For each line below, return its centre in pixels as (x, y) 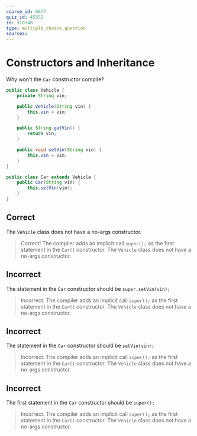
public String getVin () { (49, 128)
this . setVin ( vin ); (50, 188)
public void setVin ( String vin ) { (59, 150)
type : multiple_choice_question (46, 28)
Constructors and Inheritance (80, 63)
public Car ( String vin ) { (49, 182)
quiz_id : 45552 (25, 17)
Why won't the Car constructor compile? (55, 79)
